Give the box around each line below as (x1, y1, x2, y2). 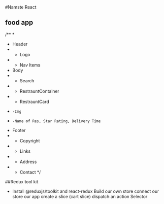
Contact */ (19, 169, 41, 175)
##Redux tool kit (5, 178, 38, 184)
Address (19, 159, 37, 165)
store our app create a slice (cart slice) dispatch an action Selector (12, 193, 148, 199)
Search (19, 77, 34, 83)
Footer (12, 127, 26, 133)
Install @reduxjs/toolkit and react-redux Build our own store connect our (12, 188, 159, 194)
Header (12, 41, 28, 47)
